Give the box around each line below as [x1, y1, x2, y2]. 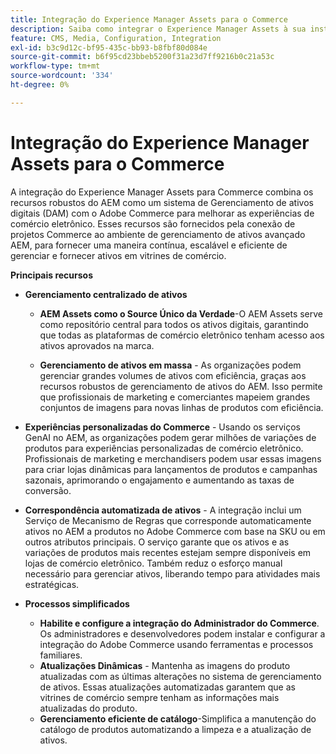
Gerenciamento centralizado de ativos [24, 288, 188, 300]
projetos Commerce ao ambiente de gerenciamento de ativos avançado [10, 228, 306, 240]
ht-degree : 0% [10, 80, 70, 90]
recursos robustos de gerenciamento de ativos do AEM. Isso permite [39, 380, 323, 392]
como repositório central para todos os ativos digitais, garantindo [39, 318, 309, 330]
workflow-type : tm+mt [10, 61, 101, 71]
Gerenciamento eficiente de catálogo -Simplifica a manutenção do [39, 712, 317, 725]
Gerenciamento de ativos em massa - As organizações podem [39, 359, 302, 371]
